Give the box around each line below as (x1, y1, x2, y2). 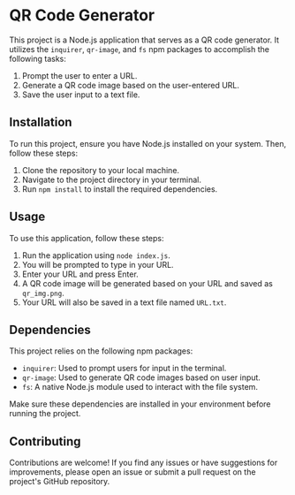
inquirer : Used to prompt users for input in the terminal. (21, 363, 227, 374)
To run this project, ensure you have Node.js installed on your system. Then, (9, 138, 287, 148)
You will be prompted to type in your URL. (21, 259, 174, 270)
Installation (9, 115, 72, 130)
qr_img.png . (21, 287, 64, 298)
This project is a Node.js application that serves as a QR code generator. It (9, 34, 280, 45)
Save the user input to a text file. (21, 89, 140, 100)
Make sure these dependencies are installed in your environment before (9, 399, 271, 409)
